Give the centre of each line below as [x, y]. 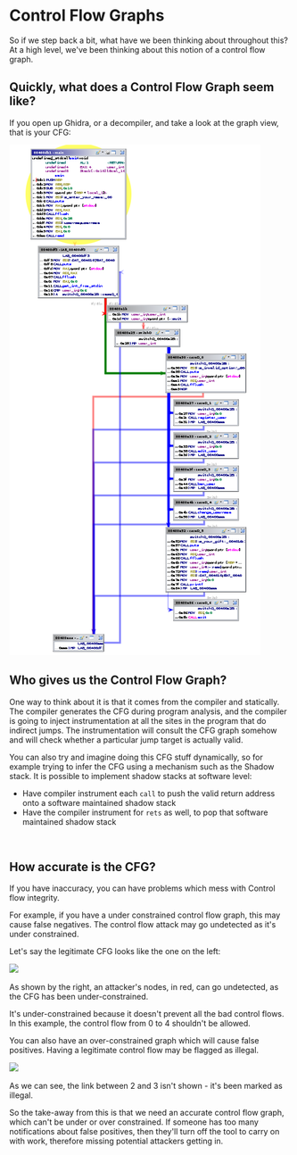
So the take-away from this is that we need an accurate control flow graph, [147, 1113]
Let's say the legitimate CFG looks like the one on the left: [115, 951]
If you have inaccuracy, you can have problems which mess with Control [142, 888]
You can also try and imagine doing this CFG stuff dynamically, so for [136, 757]
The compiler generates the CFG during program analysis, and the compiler [148, 711]
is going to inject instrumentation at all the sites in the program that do [138, 720]
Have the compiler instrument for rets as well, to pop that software [145, 812]
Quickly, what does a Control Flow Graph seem [142, 87]
